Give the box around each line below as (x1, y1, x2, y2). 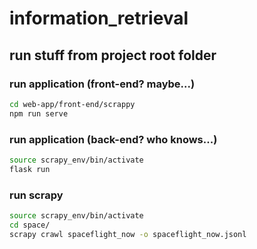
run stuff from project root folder (9, 47, 217, 64)
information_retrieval (9, 7, 189, 30)
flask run (9, 164, 51, 174)
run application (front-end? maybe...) (9, 77, 196, 91)
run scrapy (9, 188, 64, 202)
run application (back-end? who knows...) (9, 132, 218, 146)
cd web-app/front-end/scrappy (9, 99, 136, 109)
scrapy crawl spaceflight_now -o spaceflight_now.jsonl (9, 229, 247, 239)
